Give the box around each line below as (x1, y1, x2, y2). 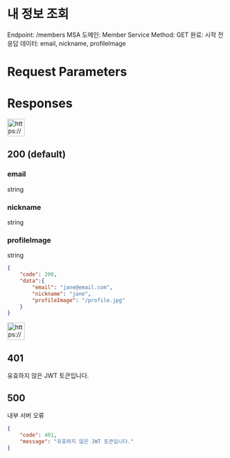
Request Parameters (7, 64, 127, 80)
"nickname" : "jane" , (32, 290, 91, 297)
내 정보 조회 (7, 6, 69, 22)
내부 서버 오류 (7, 411, 45, 419)
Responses (7, 96, 73, 112)
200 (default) (7, 148, 66, 160)
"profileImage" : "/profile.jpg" (32, 297, 126, 303)
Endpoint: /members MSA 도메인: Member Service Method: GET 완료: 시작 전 (7, 30, 224, 39)
